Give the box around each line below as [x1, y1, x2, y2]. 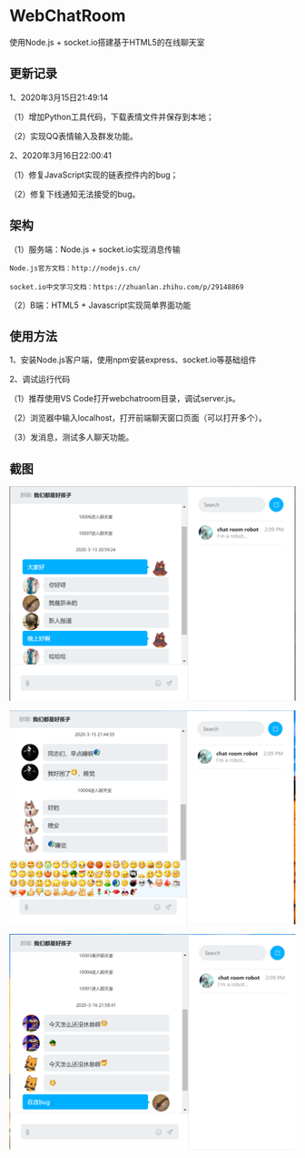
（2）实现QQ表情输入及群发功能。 [9, 130, 138, 141]
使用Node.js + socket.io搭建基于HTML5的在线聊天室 [9, 36, 205, 47]
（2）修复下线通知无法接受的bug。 [9, 188, 141, 199]
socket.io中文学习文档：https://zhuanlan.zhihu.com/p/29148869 [9, 282, 244, 291]
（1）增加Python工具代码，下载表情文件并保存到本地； [9, 111, 215, 122]
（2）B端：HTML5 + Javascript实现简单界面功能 [9, 300, 192, 310]
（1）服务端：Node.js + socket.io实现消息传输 [9, 243, 182, 255]
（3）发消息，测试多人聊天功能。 [9, 432, 134, 442]
